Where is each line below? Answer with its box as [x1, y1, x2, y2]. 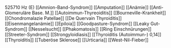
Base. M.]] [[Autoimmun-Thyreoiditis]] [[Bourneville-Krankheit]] [32, 10, 166, 16]
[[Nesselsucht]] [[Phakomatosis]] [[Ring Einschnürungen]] [28, 26, 152, 32]
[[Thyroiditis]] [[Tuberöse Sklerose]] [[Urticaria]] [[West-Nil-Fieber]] [5, 37, 149, 43]
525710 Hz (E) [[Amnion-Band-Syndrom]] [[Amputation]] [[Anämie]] [5, 5, 149, 10]
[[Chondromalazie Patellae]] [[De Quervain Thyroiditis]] [5, 15, 122, 21]
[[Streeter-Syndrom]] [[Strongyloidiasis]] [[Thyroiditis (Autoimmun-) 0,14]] [5, 32, 162, 37]
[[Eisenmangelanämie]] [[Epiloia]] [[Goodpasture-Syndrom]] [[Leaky [5, 20, 149, 27]
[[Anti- [149, 5, 164, 10]
